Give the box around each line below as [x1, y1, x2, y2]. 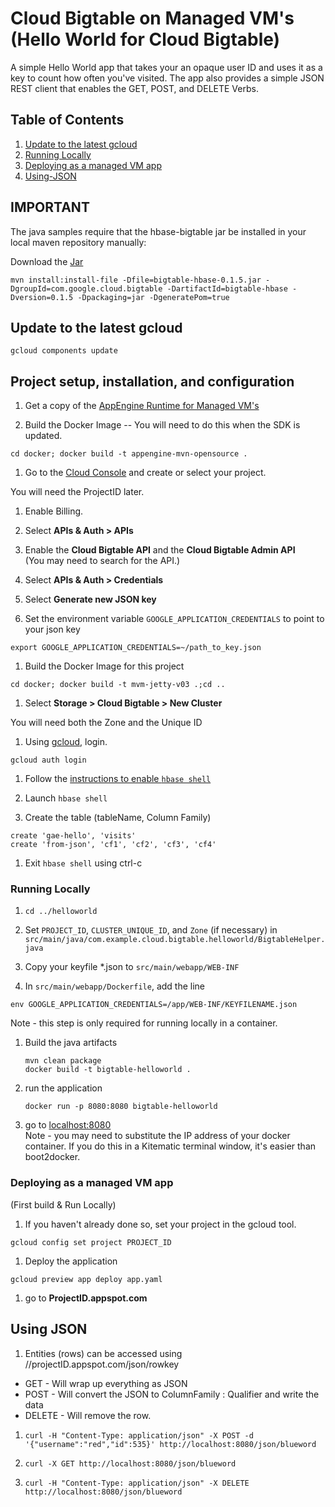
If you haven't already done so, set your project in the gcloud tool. [24, 1218, 297, 1230]
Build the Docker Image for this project [24, 660, 185, 672]
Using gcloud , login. [24, 736, 108, 748]
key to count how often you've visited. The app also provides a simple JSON [10, 72, 325, 84]
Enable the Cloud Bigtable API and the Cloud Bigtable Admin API [24, 544, 296, 556]
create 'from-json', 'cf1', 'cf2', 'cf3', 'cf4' [10, 840, 217, 850]
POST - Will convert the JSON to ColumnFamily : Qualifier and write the [24, 1388, 320, 1400]
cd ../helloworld [24, 907, 98, 917]
